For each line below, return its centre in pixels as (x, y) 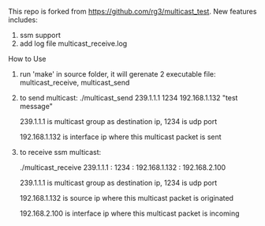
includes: (23, 20)
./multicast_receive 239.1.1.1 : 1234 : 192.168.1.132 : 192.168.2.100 (123, 168)
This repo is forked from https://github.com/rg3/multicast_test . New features (132, 11)
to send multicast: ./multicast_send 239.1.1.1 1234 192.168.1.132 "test (129, 98)
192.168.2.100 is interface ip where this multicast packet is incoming (129, 213)
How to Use (27, 59)
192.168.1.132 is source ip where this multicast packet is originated (127, 198)
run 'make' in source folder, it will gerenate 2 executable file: (118, 74)
